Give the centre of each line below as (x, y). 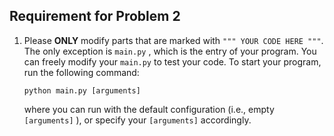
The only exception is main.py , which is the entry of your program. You (170, 51)
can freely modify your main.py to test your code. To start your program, (172, 61)
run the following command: (81, 72)
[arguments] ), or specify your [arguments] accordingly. (137, 120)
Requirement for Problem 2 (95, 16)
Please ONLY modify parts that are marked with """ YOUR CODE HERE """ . (173, 40)
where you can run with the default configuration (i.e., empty (149, 109)
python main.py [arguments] (82, 90)
